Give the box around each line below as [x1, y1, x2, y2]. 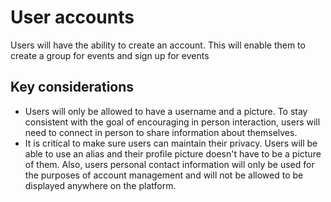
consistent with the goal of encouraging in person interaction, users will [24, 116, 321, 128]
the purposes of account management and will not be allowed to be [24, 169, 304, 181]
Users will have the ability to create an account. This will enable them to [10, 39, 306, 51]
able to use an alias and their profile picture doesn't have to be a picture [24, 147, 322, 160]
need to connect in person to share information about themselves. [24, 126, 298, 138]
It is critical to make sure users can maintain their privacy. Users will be [24, 137, 318, 149]
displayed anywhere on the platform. [24, 179, 177, 191]
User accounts [10, 6, 135, 29]
